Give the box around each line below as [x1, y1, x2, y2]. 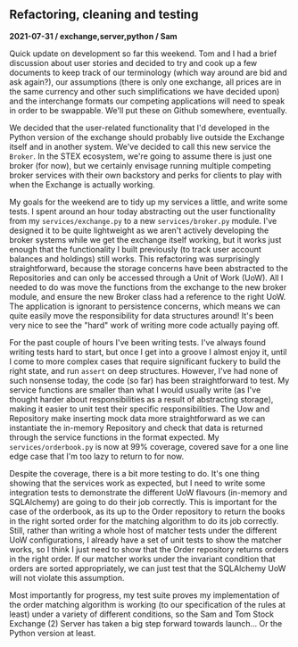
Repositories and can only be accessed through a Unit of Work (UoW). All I [9, 272, 284, 283]
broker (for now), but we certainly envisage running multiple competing [9, 160, 272, 170]
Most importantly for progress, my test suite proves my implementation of [9, 589, 280, 601]
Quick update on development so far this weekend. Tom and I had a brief [9, 48, 277, 59]
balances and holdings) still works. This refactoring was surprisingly [9, 253, 261, 264]
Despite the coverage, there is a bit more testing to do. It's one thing [9, 468, 261, 478]
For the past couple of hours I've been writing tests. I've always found [9, 336, 266, 347]
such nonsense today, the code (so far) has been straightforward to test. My [9, 375, 290, 386]
